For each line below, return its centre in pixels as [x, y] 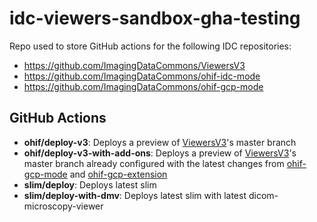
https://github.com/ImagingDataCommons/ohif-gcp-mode [143, 86]
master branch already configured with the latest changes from [154, 163]
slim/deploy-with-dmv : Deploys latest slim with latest [135, 195]
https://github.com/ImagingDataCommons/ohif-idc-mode [142, 76]
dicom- [263, 195]
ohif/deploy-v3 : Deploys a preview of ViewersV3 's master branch [160, 142]
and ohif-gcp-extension [118, 174]
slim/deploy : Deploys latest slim [90, 184]
